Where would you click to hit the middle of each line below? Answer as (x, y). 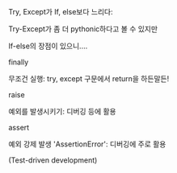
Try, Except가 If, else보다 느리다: (61, 12)
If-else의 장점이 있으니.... (48, 46)
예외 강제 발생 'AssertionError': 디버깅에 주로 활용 (87, 144)
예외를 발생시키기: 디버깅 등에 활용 (62, 111)
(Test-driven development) (53, 160)
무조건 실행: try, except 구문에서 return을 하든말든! (89, 78)
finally (19, 62)
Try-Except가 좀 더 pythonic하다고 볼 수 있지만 (83, 29)
